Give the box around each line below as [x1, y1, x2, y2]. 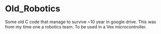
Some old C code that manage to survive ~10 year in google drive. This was [5, 19, 156, 25]
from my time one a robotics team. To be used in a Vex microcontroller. [5, 24, 147, 29]
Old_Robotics [5, 3, 61, 14]
